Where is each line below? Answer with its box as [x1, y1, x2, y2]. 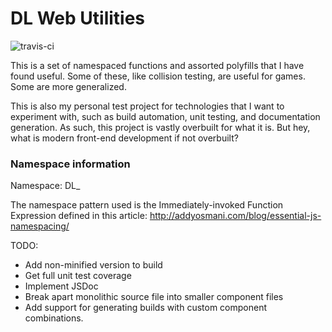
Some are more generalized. [10, 80, 127, 92]
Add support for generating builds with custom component [24, 302, 267, 314]
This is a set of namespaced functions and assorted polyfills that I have [10, 59, 305, 71]
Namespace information [10, 157, 131, 171]
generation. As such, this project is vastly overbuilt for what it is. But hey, [10, 121, 311, 133]
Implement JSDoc [24, 280, 99, 292]
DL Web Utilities [10, 7, 146, 30]
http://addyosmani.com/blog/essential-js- [149, 210, 322, 222]
